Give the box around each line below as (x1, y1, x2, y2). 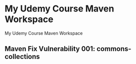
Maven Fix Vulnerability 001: (4, 44, 96, 53)
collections (4, 52, 40, 61)
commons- (96, 44, 132, 53)
